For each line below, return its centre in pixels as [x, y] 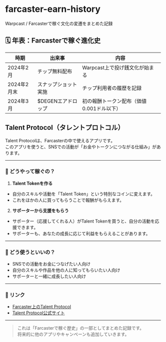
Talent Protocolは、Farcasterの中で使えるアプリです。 [60, 140]
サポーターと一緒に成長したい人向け [49, 277]
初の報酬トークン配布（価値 [114, 101]
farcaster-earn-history [53, 9]
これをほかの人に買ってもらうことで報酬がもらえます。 [68, 200]
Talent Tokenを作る [32, 183]
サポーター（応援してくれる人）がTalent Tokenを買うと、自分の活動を [83, 221]
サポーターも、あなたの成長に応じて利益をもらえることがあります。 [81, 233]
